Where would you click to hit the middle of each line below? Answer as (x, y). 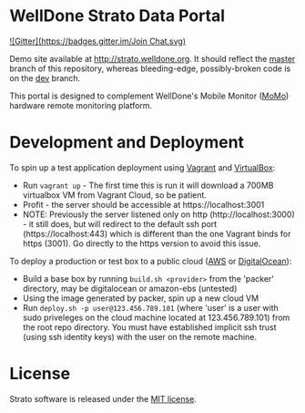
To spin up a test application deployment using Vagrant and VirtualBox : (142, 167)
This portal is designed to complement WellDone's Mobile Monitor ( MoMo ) (149, 96)
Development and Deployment (127, 143)
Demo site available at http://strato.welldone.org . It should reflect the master (152, 58)
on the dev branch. (45, 77)
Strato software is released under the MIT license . (103, 398)
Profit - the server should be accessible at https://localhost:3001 (143, 204)
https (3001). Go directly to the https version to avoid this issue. (142, 243)
